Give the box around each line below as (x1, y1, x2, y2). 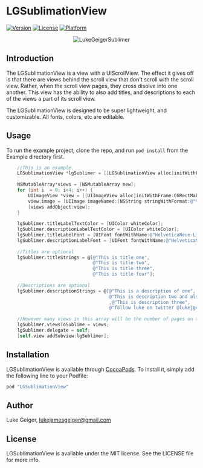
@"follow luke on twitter (109, 305, 174, 311)
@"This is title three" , (92, 265, 155, 272)
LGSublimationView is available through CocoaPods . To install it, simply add (6, 365, 195, 373)
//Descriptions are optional (17, 282, 91, 288)
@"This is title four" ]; (92, 271, 155, 277)
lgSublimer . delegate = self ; (17, 327, 91, 333)
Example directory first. (6, 153, 65, 160)
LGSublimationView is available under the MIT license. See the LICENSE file (6, 450, 194, 457)
